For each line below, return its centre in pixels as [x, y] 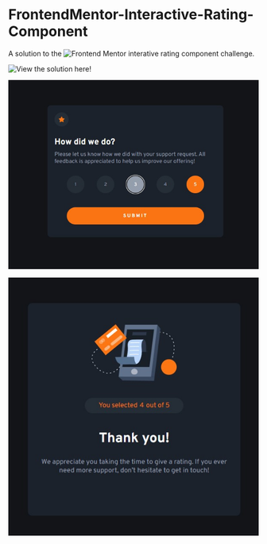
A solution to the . [132, 53]
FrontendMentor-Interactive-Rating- [131, 15]
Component [48, 31]
